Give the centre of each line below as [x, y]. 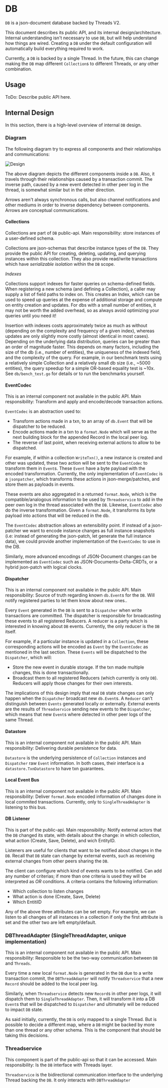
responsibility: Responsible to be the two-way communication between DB [81, 958]
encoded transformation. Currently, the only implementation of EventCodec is [84, 474]
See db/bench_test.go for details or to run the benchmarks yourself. [75, 374]
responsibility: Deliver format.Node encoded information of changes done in [83, 796]
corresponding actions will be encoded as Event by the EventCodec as [77, 647]
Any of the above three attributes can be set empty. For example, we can [80, 912]
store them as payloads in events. [40, 484]
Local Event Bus [22, 780]
